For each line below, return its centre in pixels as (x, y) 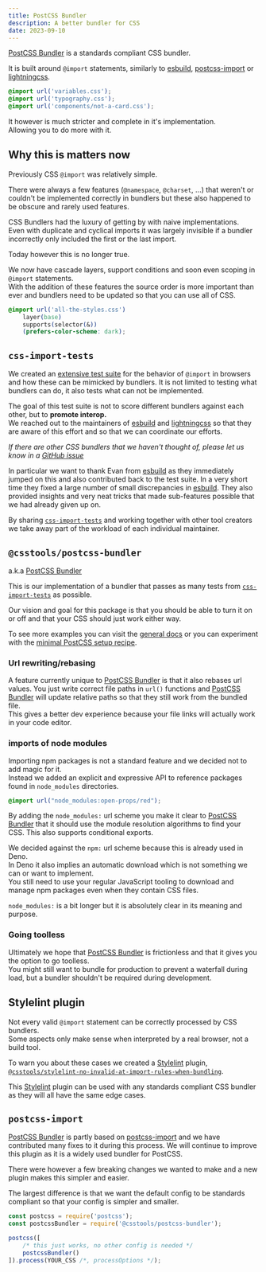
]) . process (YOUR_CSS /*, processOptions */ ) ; (85, 1260)
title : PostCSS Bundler (48, 16)
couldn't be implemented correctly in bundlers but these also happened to (130, 198)
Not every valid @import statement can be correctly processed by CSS (123, 1022)
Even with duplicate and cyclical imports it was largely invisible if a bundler (130, 230)
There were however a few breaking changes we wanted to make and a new (133, 1169)
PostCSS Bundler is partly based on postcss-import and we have (114, 1137)
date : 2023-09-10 (37, 30)
